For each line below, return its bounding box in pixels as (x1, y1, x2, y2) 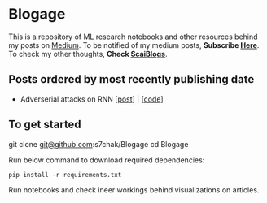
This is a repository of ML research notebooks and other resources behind (8, 32, 258, 41)
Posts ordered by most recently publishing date (8, 72, 255, 86)
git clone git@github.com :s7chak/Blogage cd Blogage (8, 139, 189, 149)
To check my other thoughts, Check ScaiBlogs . (8, 49, 168, 58)
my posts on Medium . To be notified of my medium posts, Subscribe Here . (8, 40, 260, 50)
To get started (8, 118, 81, 132)
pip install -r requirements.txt (8, 171, 122, 179)
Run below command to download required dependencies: (8, 155, 205, 165)
